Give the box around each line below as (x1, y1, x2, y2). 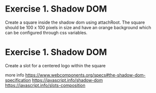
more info (5, 72, 24, 78)
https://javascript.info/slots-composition (5, 82, 86, 88)
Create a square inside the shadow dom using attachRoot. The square (5, 19, 145, 25)
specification (5, 77, 31, 83)
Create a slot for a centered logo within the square (5, 62, 106, 68)
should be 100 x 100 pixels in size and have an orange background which (5, 24, 152, 30)
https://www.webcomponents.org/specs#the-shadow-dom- (25, 72, 146, 78)
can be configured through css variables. (5, 30, 87, 35)
